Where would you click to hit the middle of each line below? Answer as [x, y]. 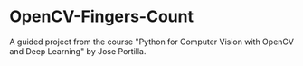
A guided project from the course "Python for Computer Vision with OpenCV [151, 42]
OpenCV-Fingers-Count [102, 17]
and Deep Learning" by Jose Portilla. [78, 51]
